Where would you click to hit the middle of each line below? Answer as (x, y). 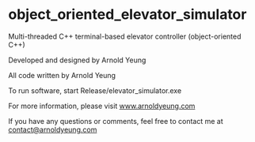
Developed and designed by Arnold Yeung (77, 60)
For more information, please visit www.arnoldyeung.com (102, 106)
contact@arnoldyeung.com (53, 129)
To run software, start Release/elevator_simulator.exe (95, 90)
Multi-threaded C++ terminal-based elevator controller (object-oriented (125, 36)
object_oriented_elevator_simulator (127, 15)
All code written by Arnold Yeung (62, 75)
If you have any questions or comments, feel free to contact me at (116, 121)
